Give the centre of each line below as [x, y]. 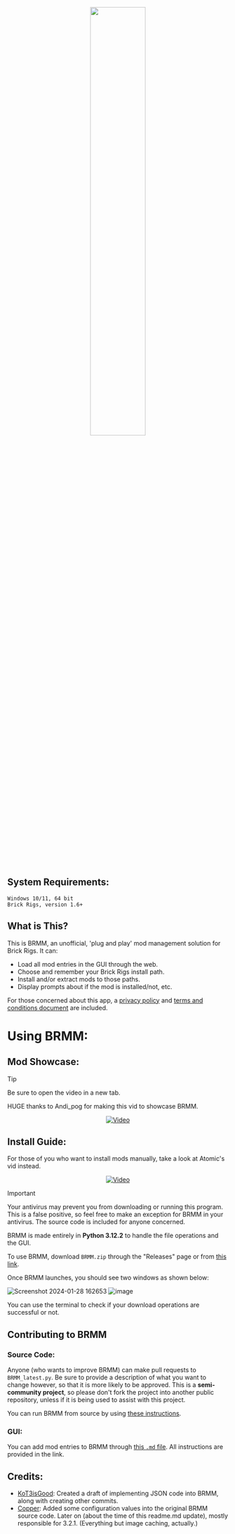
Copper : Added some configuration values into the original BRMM [113, 1509]
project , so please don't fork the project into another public [128, 1393]
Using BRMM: [48, 1036]
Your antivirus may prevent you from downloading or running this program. [115, 1207]
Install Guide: [37, 1142]
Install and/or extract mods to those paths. [79, 979]
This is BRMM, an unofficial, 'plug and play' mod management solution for [114, 943]
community [25, 1393]
